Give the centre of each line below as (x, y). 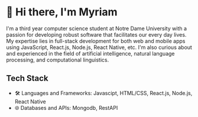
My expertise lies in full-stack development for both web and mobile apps (96, 41)
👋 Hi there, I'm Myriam (62, 12)
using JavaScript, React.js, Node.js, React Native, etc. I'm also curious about (99, 47)
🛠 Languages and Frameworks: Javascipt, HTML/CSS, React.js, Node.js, (103, 93)
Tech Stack (27, 78)
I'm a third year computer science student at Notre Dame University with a (97, 28)
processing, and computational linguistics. (58, 60)
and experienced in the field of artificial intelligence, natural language (90, 53)
